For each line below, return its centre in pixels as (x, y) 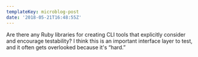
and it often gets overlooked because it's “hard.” (66, 47)
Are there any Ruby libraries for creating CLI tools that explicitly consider (96, 34)
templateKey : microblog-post (43, 12)
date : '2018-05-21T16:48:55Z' (44, 17)
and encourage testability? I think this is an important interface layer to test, (100, 41)
